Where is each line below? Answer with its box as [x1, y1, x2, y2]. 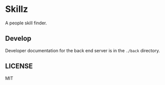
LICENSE [5, 62, 33, 71]
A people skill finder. [5, 20, 47, 26]
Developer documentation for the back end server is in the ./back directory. [5, 47, 160, 53]
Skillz [5, 3, 28, 15]
